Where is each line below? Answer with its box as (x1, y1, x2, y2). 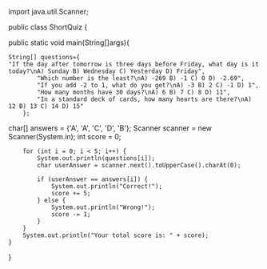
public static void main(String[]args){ (8, 38, 130, 47)
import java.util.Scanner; (8, 7, 90, 16)
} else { (37, 196, 66, 204)
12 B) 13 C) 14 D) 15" (8, 102, 84, 110)
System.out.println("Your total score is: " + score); (22, 231, 209, 239)
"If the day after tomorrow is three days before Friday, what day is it (8, 60, 260, 68)
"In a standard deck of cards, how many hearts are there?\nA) (37, 95, 252, 103)
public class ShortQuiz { (8, 22, 88, 31)
